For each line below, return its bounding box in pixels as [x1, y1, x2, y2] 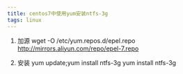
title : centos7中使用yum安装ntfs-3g [7, 10, 109, 17]
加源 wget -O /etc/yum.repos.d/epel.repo [17, 36, 136, 45]
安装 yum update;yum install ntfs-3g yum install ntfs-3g [17, 58, 176, 66]
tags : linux [7, 17, 42, 24]
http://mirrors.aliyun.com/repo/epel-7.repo [17, 44, 139, 53]
